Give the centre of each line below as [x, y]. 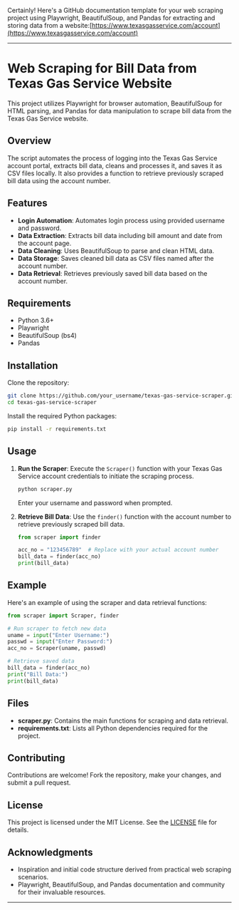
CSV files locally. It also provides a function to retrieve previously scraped [116, 173]
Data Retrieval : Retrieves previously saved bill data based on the [112, 273]
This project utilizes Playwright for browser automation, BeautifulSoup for [115, 103]
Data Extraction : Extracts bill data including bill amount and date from [120, 235]
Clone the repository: [38, 383]
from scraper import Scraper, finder [63, 616]
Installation [33, 365]
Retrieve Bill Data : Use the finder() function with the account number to [124, 517]
